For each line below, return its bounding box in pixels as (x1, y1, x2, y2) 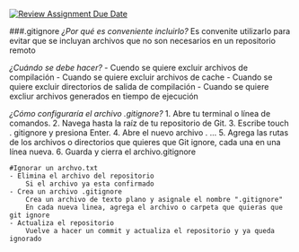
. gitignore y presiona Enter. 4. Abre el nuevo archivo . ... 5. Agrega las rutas (9, 127, 289, 138)
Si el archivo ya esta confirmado (25, 179, 154, 188)
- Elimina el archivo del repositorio (9, 171, 154, 180)
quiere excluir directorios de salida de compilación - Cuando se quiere (9, 82, 269, 91)
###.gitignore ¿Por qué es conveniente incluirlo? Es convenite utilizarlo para (9, 26, 291, 36)
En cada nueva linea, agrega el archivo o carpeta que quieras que (25, 203, 283, 212)
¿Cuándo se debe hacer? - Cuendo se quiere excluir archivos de (9, 63, 249, 73)
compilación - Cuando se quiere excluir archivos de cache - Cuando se (9, 72, 273, 83)
